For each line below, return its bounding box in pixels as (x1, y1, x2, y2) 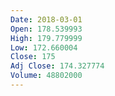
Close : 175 (10, 52, 56, 62)
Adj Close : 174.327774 (10, 61, 105, 71)
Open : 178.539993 (10, 24, 83, 34)
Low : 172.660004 (10, 42, 78, 53)
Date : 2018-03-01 (10, 14, 83, 25)
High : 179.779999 (10, 33, 83, 43)
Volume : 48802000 (10, 71, 83, 81)
